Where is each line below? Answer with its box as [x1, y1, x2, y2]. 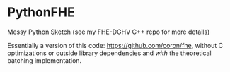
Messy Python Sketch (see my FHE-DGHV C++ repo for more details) [7, 28, 210, 36]
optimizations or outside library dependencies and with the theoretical [7, 49, 212, 57]
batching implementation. [7, 56, 82, 64]
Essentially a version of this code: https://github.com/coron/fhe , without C [7, 41, 224, 49]
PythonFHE [7, 4, 76, 20]
